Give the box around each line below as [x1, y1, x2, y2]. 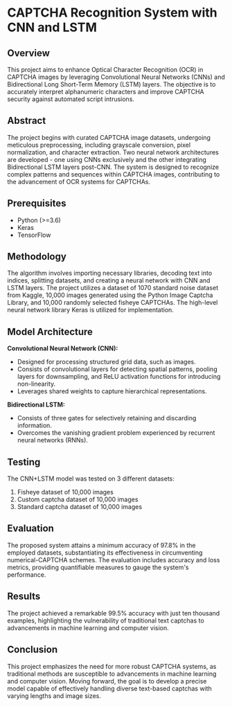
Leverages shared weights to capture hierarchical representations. [17, 387, 207, 395]
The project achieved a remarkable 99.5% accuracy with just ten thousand [7, 609, 220, 617]
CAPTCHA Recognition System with [7, 5, 217, 21]
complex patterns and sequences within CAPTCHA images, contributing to [7, 170, 220, 178]
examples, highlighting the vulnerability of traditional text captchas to [7, 616, 204, 625]
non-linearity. [17, 379, 56, 388]
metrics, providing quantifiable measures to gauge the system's [7, 563, 189, 571]
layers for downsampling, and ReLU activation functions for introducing [17, 373, 221, 381]
